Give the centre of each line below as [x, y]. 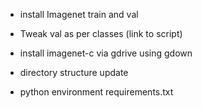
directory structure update [74, 72]
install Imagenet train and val [79, 14]
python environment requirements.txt [96, 92]
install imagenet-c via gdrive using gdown [106, 53]
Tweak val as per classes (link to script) [101, 33]
